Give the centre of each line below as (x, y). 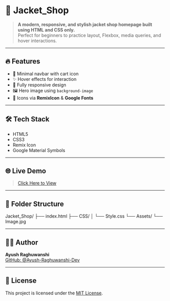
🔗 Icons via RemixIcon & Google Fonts (53, 98)
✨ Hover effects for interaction (45, 79)
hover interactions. (37, 41)
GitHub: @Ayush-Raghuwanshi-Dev (42, 260)
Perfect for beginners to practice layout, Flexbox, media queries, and (89, 35)
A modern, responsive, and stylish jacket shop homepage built (85, 24)
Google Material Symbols (39, 150)
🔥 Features (23, 61)
